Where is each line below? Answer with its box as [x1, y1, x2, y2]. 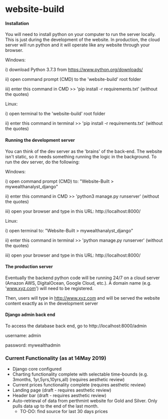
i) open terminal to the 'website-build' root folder [5, 111, 105, 117]
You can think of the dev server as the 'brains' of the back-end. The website [5, 148, 162, 154]
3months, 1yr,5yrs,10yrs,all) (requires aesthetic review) [12, 377, 125, 383]
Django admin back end [5, 312, 55, 318]
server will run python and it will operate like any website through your [5, 42, 150, 48]
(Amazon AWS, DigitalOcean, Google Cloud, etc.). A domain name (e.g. [5, 280, 151, 286]
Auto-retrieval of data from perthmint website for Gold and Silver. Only [12, 398, 157, 404]
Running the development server [5, 137, 75, 143]
